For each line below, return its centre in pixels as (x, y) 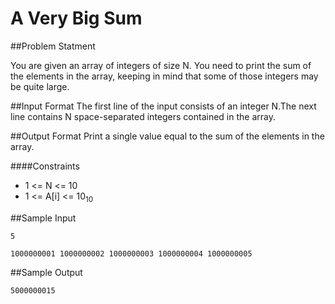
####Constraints (45, 166)
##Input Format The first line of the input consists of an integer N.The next (163, 106)
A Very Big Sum (76, 18)
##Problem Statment (53, 46)
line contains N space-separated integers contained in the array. (143, 116)
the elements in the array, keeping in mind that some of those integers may (164, 76)
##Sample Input (43, 218)
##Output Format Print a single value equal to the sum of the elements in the (167, 136)
